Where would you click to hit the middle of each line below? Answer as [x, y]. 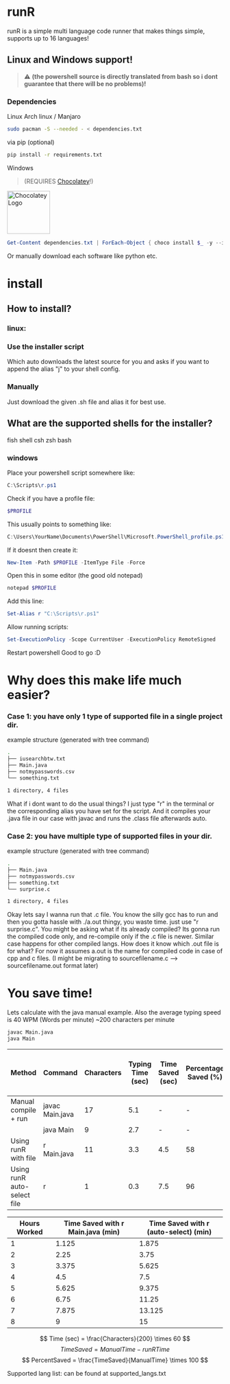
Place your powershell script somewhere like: [71, 473]
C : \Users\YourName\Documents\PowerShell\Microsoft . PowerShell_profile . [111, 536]
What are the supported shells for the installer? [110, 423]
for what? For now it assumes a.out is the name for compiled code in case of [115, 951]
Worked [30, 1232]
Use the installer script [46, 347]
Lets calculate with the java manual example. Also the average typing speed [114, 1012]
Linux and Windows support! [70, 60]
